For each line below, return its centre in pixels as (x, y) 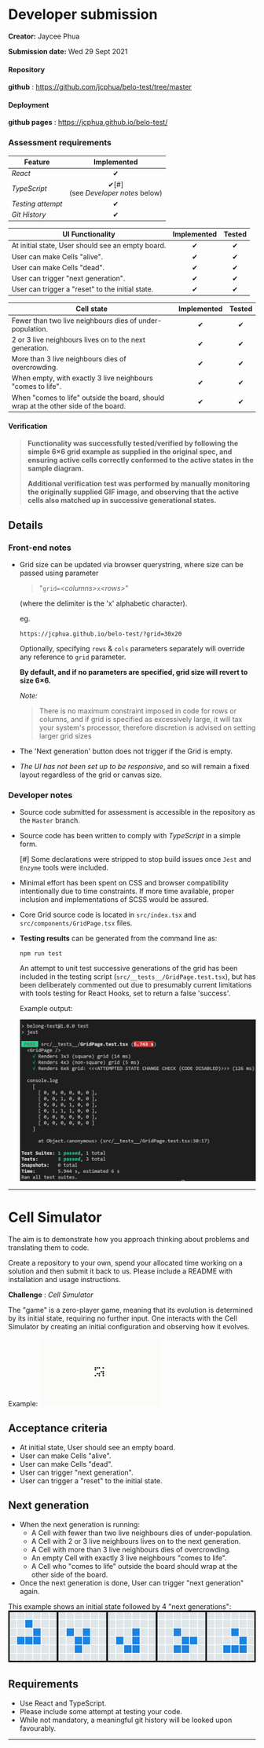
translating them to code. (49, 1248)
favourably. (38, 1728)
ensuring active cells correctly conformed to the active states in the (140, 460)
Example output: (46, 1009)
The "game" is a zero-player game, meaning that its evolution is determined (130, 1310)
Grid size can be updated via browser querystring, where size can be (131, 565)
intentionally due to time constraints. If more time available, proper (126, 891)
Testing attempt (37, 203)
